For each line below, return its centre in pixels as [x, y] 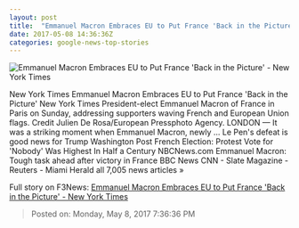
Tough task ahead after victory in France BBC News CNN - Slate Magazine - [149, 160]
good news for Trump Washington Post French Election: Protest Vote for [141, 142]
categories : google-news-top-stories [79, 42]
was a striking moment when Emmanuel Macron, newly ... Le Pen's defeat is [149, 132]
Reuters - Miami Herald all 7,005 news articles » [97, 170]
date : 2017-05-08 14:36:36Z [61, 34]
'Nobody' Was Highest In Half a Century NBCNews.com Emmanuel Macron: [148, 151]
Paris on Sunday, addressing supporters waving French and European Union [149, 113]
